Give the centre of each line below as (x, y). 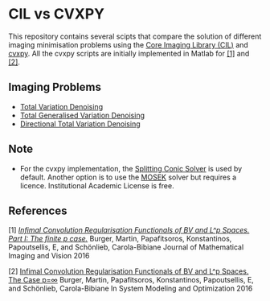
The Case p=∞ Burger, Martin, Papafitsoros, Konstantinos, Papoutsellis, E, (131, 280)
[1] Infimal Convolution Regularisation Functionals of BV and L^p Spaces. (129, 230)
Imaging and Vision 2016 (49, 256)
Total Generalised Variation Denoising (82, 115)
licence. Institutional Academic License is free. (97, 185)
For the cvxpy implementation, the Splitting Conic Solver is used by (131, 168)
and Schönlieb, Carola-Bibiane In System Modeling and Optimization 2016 (131, 289)
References (38, 210)
